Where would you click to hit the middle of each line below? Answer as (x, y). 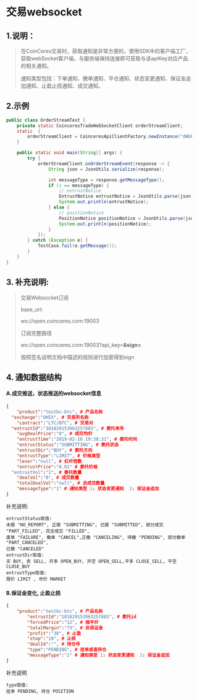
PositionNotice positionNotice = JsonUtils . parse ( (122, 218)
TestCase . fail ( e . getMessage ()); (77, 246)
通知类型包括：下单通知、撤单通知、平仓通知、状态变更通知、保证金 (103, 78)
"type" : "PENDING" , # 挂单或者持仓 (67, 650)
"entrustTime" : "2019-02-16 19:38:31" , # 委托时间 (77, 439)
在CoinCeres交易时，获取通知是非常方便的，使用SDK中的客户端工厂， (106, 51)
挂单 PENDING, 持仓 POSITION (40, 691)
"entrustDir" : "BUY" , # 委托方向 (55, 450)
